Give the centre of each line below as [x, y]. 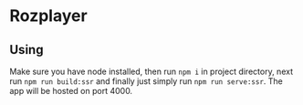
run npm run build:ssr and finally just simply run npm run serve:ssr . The [146, 81]
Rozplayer [49, 16]
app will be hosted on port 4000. [71, 91]
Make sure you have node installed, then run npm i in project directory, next [151, 71]
